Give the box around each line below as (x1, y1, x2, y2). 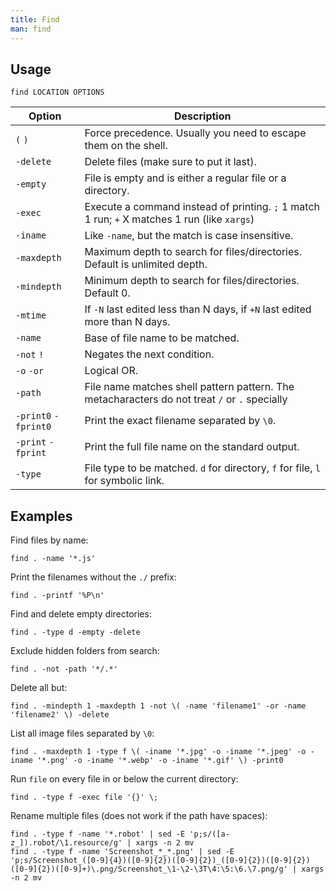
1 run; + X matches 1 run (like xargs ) (84, 212, 255, 226)
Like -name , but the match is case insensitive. (84, 229, 294, 243)
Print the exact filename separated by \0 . (84, 414, 277, 428)
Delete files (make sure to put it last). (84, 155, 257, 169)
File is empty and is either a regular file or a (84, 171, 287, 185)
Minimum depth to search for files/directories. (84, 274, 300, 288)
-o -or (15, 366, 45, 377)
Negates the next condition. (84, 347, 215, 361)
